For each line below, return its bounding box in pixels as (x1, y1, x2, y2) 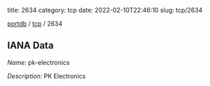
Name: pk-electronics (7, 58, 70, 66)
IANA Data (7, 40, 54, 52)
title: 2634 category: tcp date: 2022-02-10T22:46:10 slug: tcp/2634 (7, 6, 203, 14)
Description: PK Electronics (7, 71, 86, 80)
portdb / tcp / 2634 (7, 20, 63, 27)
